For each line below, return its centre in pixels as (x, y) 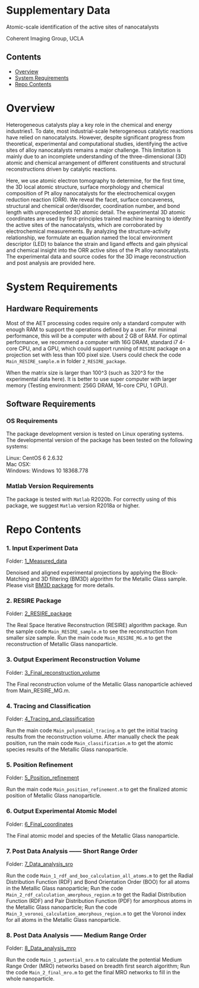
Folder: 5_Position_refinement (42, 778)
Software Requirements (51, 404)
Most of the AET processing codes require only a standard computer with (96, 323)
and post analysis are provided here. (51, 263)
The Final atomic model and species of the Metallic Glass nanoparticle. (93, 836)
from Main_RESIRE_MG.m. (38, 690)
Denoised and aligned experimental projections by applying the (83, 573)
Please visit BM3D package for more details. (60, 585)
